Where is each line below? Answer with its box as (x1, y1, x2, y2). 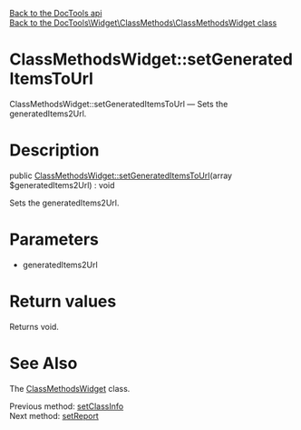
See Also (9, 353, 78, 374)
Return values (9, 291, 117, 312)
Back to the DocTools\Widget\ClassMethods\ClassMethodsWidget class (9, 17, 277, 28)
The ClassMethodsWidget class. (9, 383, 131, 394)
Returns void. (9, 321, 59, 332)
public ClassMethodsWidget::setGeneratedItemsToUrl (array (9, 170, 233, 181)
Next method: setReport (9, 410, 100, 421)
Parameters (9, 229, 100, 250)
